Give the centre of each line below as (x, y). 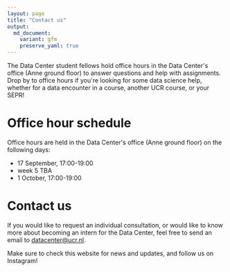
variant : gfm (38, 40)
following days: (29, 149)
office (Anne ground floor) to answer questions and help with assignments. (114, 73)
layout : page (26, 14)
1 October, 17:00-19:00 (49, 178)
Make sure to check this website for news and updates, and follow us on (110, 253)
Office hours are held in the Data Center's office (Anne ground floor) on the (115, 142)
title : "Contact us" (37, 20)
